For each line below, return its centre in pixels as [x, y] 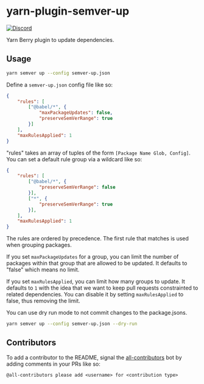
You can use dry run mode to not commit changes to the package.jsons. [97, 313]
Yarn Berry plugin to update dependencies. [60, 40]
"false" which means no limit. [43, 270]
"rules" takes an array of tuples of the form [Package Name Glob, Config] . [98, 153]
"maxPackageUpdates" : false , [76, 113]
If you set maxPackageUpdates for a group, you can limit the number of [93, 257]
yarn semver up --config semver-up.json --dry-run [72, 324]
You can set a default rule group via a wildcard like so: [74, 159]
